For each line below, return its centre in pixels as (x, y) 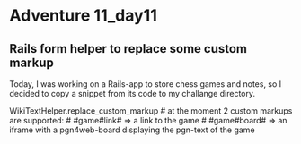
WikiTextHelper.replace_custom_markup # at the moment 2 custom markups (151, 111)
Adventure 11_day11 (83, 16)
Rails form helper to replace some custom (128, 49)
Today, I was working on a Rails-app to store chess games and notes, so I (146, 84)
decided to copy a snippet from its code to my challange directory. (133, 93)
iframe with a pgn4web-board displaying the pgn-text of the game (132, 130)
